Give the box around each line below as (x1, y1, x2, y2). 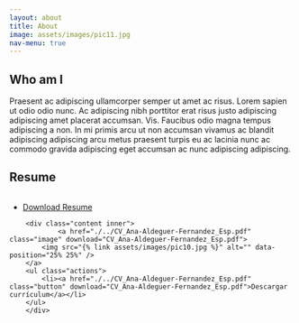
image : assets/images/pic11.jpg (9, 30, 131, 39)
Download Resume (22, 201, 93, 212)
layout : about (9, 13, 63, 23)
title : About (9, 22, 59, 31)
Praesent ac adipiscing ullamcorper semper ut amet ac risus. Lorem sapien (9, 96, 288, 106)
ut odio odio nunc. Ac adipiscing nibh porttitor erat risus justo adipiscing (9, 106, 277, 116)
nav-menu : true (9, 38, 67, 48)
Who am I (9, 71, 63, 87)
